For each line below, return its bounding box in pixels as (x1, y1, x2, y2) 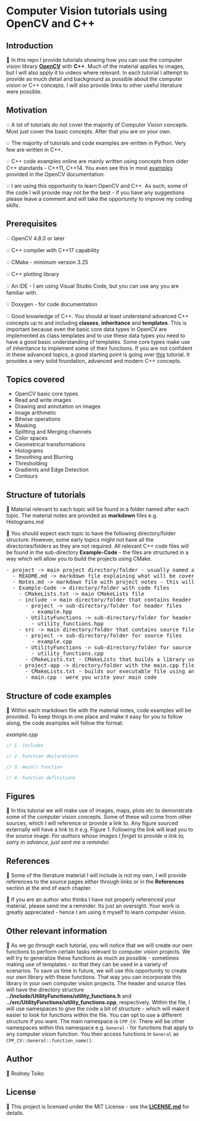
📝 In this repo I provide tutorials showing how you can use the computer (6, 57, 183, 63)
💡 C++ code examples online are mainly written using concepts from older (6, 157, 189, 164)
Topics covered (6, 374, 65, 385)
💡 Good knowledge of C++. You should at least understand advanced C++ (6, 312, 189, 319)
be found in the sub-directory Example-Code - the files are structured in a (6, 549, 189, 556)
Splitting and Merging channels (14, 428, 92, 436)
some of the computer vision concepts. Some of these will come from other (6, 813, 192, 821)
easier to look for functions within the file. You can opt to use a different (6, 1011, 182, 1018)
